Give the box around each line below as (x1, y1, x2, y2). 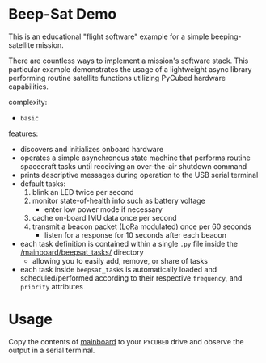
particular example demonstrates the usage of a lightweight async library (8, 64, 252, 74)
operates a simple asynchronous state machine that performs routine (19, 153, 251, 163)
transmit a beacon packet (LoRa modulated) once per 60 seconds (32, 222, 252, 231)
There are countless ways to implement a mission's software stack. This (8, 56, 249, 65)
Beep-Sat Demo (8, 5, 117, 23)
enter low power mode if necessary (44, 204, 163, 214)
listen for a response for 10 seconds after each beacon (44, 230, 226, 239)
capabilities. (8, 82, 49, 91)
